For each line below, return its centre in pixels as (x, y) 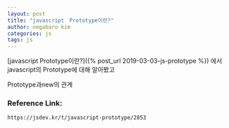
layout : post (26, 14)
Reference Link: (35, 103)
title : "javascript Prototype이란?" (61, 20)
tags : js (20, 40)
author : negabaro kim (39, 27)
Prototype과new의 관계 (40, 84)
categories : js (30, 33)
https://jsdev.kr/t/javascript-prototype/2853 (77, 118)
